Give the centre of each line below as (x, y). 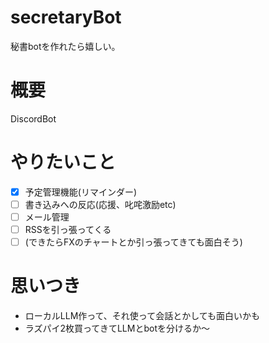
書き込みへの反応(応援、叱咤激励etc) (100, 204)
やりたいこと (63, 162)
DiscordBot (33, 118)
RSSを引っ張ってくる (68, 229)
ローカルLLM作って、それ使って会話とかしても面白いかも (142, 316)
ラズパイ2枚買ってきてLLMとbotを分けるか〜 (117, 328)
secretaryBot (66, 17)
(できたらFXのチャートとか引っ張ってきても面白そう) (133, 242)
